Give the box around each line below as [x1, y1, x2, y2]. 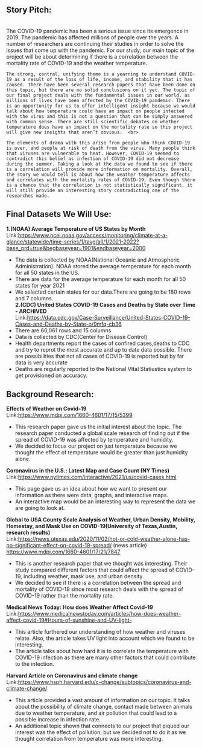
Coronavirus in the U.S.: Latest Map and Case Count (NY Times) [6, 467, 170, 474]
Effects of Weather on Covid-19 [6, 405, 87, 413]
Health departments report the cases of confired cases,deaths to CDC [14, 340, 190, 347]
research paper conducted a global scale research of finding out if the [14, 430, 190, 437]
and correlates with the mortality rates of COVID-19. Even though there [6, 176, 196, 183]
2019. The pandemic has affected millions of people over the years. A [6, 33, 179, 41]
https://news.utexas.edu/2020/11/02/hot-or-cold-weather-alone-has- [17, 535, 191, 543]
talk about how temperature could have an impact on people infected [6, 108, 185, 114]
